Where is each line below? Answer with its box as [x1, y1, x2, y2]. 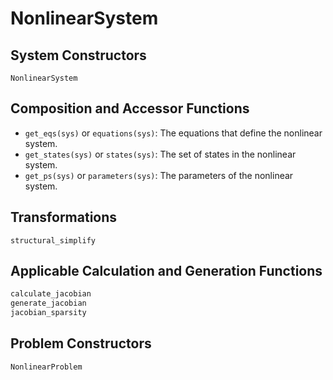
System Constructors [10, 47, 147, 64]
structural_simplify [10, 235, 97, 246]
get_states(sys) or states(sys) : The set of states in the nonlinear [24, 148, 297, 160]
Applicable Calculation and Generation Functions [10, 263, 323, 280]
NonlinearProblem [10, 362, 83, 372]
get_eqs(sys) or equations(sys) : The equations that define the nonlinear [24, 127, 323, 139]
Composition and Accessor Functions [10, 100, 250, 117]
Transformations [10, 209, 118, 226]
